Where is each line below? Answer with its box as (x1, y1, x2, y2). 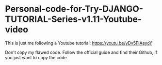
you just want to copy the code (5, 54, 67, 60)
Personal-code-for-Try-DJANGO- (5, 3, 144, 15)
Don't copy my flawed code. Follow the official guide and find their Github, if (5, 49, 158, 55)
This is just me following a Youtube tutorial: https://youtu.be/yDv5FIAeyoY (5, 40, 153, 46)
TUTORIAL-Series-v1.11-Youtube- (5, 14, 142, 25)
